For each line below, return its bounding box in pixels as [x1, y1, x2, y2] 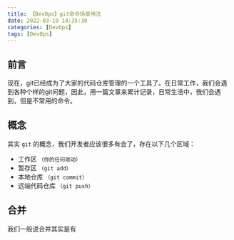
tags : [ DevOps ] [7, 30, 53, 38]
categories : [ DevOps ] [7, 24, 72, 31]
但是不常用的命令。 [19, 97, 76, 105]
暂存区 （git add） [17, 163, 72, 172]
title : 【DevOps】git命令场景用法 [7, 10, 101, 18]
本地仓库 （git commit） [17, 172, 88, 181]
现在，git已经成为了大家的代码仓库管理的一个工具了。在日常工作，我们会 [7, 79, 221, 88]
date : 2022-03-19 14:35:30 [7, 17, 88, 24]
